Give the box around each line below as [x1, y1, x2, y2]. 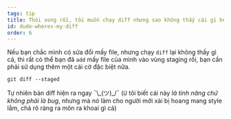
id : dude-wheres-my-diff [7, 23, 78, 30]
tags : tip [7, 10, 36, 17]
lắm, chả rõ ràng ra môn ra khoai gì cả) [7, 104, 117, 112]
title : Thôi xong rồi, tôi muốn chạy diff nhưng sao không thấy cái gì [7, 17, 217, 23]
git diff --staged [7, 76, 60, 83]
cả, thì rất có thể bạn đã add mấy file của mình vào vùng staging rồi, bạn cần [7, 56, 223, 64]
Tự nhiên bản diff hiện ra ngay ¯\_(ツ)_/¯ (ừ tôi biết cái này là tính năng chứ [7, 89, 218, 97]
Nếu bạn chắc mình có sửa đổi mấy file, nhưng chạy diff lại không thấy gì [7, 48, 217, 56]
